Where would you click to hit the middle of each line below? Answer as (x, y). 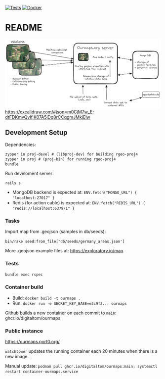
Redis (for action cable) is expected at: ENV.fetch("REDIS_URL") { (79, 202)
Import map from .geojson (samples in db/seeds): (56, 232)
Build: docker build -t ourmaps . (46, 298)
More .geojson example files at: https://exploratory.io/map (64, 251)
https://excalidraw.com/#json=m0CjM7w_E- (50, 112)
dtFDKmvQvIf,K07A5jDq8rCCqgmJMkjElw (48, 117)
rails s (13, 183)
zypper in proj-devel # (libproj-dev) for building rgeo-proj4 (72, 154)
